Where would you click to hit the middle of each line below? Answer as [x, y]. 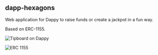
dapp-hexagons [30, 8]
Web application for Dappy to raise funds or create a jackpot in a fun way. [79, 19]
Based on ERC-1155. [25, 29]
